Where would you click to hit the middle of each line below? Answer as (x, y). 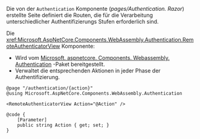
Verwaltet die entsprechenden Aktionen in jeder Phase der (88, 71)
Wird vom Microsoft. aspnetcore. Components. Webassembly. (92, 58)
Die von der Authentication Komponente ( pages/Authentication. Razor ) (95, 9)
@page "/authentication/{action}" (50, 88)
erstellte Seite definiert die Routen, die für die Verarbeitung (79, 15)
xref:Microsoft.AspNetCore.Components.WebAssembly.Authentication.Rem (100, 40)
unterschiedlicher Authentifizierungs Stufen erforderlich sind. (82, 21)
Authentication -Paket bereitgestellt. (60, 64)
